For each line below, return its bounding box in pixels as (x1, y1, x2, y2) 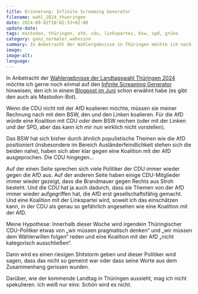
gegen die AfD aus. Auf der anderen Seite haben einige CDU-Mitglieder (6, 171, 180, 178)
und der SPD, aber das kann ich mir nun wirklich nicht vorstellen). (6, 123, 165, 130)
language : (6, 58, 31, 64)
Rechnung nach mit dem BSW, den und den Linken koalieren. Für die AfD (6, 110, 184, 118)
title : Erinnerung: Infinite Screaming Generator (6, 8, 131, 15)
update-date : (6, 25, 38, 31)
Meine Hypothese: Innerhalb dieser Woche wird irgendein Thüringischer (6, 220, 182, 227)
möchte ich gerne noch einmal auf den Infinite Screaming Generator (6, 80, 172, 87)
